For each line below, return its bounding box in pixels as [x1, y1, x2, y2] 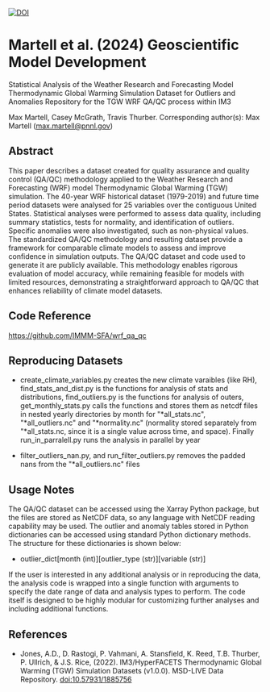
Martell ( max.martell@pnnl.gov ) [8, 121, 113, 131]
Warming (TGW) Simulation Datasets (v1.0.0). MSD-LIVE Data [19, 666, 224, 675]
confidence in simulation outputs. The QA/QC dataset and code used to [8, 251, 246, 261]
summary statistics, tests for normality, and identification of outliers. [8, 217, 235, 227]
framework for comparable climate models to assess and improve [8, 243, 226, 252]
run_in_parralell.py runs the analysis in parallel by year [19, 436, 201, 445]
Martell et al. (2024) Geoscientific [8, 36, 239, 54]
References [8, 627, 68, 641]
